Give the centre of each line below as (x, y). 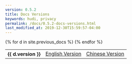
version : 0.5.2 (21, 10)
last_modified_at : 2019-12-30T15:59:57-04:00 (53, 28)
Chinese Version (105, 54)
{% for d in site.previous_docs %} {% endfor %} (54, 42)
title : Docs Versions (27, 14)
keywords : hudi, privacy (31, 19)
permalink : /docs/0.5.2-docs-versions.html (51, 23)
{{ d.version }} (24, 54)
